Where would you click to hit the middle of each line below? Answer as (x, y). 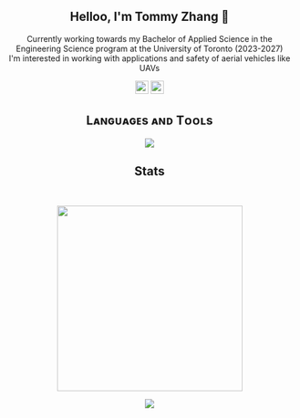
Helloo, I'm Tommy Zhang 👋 (150, 17)
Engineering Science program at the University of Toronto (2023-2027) (150, 48)
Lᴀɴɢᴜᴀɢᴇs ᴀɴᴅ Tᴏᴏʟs (150, 121)
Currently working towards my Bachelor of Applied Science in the (150, 38)
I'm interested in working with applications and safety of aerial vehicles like (150, 58)
